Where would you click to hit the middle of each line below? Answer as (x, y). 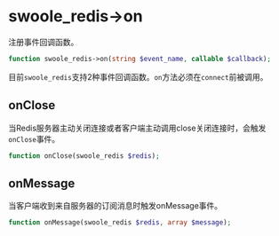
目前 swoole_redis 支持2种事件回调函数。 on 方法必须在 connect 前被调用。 (138, 76)
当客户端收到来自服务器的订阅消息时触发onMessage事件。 (116, 206)
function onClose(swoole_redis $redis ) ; (84, 156)
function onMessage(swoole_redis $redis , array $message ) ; (120, 223)
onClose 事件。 (34, 138)
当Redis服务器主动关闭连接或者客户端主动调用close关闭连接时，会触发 (137, 128)
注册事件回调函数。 (44, 42)
